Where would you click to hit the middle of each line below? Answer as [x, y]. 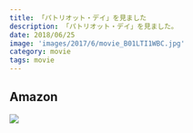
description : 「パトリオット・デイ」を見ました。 [94, 26]
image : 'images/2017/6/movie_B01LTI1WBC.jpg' [97, 43]
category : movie [40, 52]
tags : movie [32, 60]
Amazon [34, 97]
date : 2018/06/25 [42, 35]
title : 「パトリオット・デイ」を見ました [78, 18]
